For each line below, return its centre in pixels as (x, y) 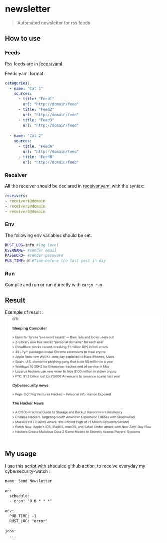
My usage (21, 454)
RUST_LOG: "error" (29, 521)
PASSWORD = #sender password (34, 256)
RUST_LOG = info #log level (32, 245)
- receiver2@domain (25, 206)
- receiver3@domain (25, 211)
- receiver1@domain (25, 201)
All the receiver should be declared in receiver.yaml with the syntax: (75, 186)
